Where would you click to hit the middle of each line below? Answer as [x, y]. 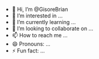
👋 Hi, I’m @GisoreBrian [40, 9]
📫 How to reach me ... [40, 35]
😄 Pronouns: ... [31, 44]
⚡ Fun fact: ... [28, 51]
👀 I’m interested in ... [37, 16]
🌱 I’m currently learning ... [44, 22]
